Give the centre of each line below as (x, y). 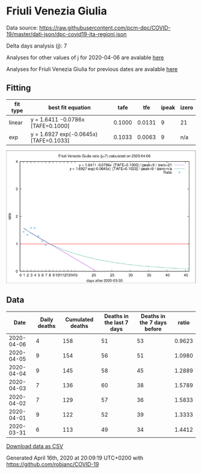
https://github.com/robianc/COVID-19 (53, 464)
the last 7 (116, 322)
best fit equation (69, 107)
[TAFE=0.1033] (50, 140)
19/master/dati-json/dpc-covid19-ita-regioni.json (67, 34)
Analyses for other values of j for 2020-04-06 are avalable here (85, 57)
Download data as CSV (35, 446)
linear (16, 122)
